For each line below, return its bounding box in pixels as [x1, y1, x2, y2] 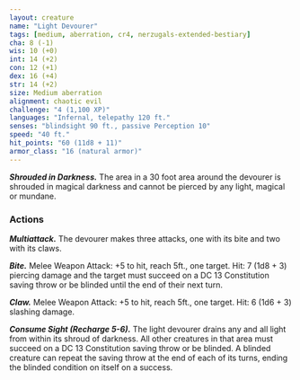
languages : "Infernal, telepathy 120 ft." [9, 113, 171, 122]
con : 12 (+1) [9, 64, 58, 73]
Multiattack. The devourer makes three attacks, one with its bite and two [9, 233, 281, 243]
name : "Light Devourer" [9, 22, 99, 31]
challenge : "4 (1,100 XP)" [9, 105, 110, 114]
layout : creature [9, 13, 75, 22]
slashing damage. [9, 306, 75, 317]
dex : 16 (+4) [9, 72, 58, 81]
